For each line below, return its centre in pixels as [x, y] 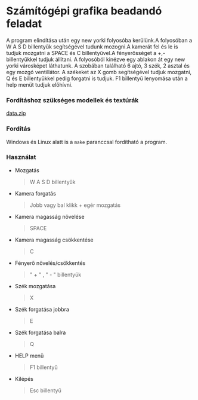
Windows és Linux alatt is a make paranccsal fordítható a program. [87, 142]
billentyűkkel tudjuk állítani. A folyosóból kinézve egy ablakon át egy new [96, 59]
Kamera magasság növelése [49, 216]
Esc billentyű [45, 390]
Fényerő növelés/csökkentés [50, 263]
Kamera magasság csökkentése [54, 240]
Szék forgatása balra [40, 332]
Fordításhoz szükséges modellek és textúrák [72, 100]
